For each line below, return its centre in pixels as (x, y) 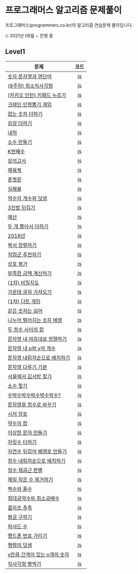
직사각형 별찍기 (24, 564)
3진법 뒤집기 (22, 207)
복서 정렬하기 (22, 245)
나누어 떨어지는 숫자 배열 (35, 320)
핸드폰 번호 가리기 (27, 535)
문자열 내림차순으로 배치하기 (39, 357)
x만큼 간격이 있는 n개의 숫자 (39, 554)
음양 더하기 (20, 123)
